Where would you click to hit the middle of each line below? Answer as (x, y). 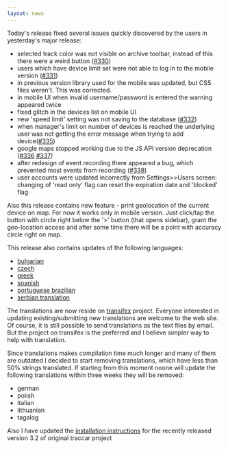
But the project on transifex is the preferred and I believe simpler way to (108, 332)
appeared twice (39, 104)
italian (25, 402)
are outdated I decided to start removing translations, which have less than (112, 360)
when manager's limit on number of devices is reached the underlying (116, 126)
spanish (28, 282)
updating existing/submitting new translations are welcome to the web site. (113, 318)
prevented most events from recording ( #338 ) (82, 170)
